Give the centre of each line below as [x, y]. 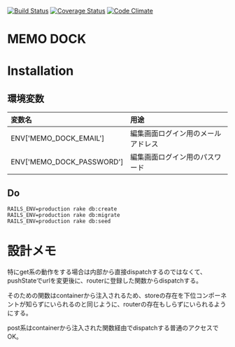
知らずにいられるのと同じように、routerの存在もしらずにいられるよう [126, 304]
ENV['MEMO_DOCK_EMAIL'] [58, 139]
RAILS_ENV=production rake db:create [62, 209]
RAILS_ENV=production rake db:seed [59, 221]
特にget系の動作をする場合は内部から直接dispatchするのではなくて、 [107, 271]
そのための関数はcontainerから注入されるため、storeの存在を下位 [102, 295]
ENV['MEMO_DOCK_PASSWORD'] [67, 162]
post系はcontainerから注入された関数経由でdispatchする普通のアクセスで [113, 327]
